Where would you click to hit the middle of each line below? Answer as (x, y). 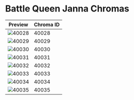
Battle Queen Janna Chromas (67, 9)
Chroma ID (47, 24)
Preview (18, 24)
